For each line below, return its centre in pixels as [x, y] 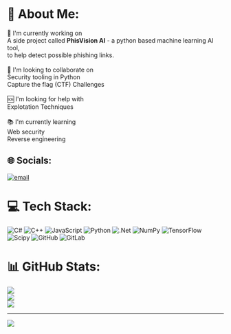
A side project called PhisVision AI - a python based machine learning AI [110, 40]
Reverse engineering [36, 139]
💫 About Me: [43, 14]
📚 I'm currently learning [42, 122]
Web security [26, 132]
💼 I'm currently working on [45, 33]
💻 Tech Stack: [49, 206]
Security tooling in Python [44, 77]
